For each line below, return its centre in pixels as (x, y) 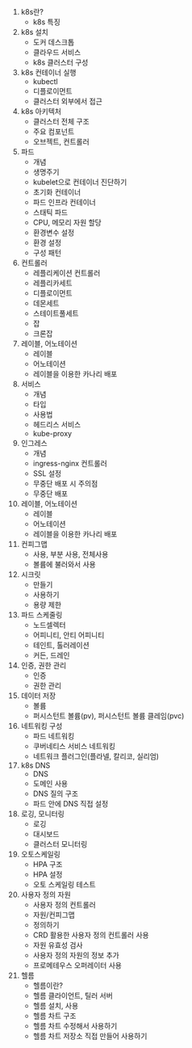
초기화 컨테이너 (57, 192)
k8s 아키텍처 (41, 111)
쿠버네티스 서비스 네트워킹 (74, 746)
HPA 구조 (48, 864)
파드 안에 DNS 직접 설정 (71, 804)
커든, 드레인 (51, 655)
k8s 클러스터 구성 (61, 62)
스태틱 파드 (50, 212)
